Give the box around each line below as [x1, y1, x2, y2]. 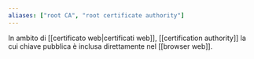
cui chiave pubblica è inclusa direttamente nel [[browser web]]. [8, 41, 213, 51]
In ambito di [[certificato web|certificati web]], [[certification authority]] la [8, 33, 246, 42]
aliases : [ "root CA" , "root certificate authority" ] [8, 11, 185, 20]
